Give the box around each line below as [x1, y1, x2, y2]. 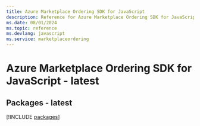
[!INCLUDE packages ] [6, 114, 60, 120]
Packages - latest [6, 98, 73, 108]
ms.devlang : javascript [6, 31, 65, 37]
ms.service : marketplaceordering [6, 36, 89, 42]
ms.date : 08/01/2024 [6, 20, 58, 25]
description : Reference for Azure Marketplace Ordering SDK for [6, 14, 169, 20]
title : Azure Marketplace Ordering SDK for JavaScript [6, 8, 145, 15]
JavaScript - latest [6, 75, 99, 88]
